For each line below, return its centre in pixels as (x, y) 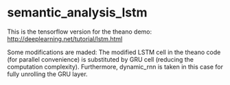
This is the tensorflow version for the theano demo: (80, 32)
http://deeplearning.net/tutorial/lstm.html (65, 38)
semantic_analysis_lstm (77, 13)
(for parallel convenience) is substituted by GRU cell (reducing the (101, 59)
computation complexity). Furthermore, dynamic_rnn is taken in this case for (115, 66)
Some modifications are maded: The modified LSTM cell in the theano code (114, 52)
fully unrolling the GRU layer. (47, 74)
